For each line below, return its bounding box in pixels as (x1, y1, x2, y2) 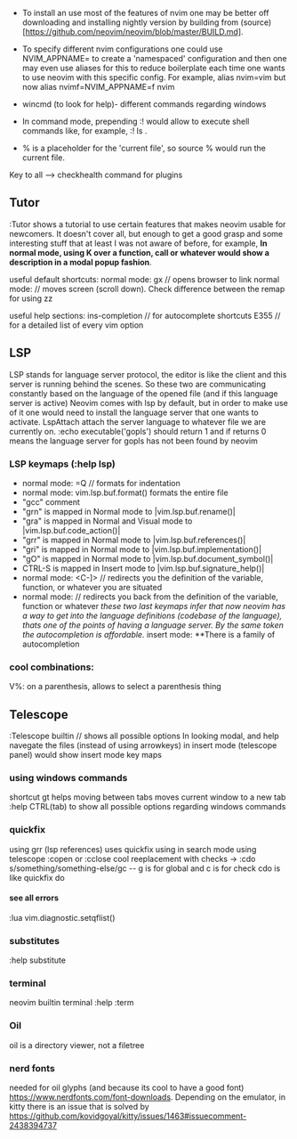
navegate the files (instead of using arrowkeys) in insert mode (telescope (9, 740, 277, 751)
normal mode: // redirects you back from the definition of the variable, (21, 591, 278, 602)
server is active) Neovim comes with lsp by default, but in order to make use (9, 397, 289, 408)
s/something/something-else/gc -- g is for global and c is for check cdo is (9, 863, 281, 874)
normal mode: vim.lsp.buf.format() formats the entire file (21, 487, 229, 498)
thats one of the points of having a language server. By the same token (21, 619, 285, 631)
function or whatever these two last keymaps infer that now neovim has (21, 600, 286, 611)
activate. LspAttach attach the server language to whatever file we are (9, 416, 267, 427)
